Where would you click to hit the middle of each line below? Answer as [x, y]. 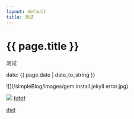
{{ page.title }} [43, 46]
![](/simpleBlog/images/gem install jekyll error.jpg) [67, 87]
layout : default [26, 11]
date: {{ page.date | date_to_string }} [51, 75]
